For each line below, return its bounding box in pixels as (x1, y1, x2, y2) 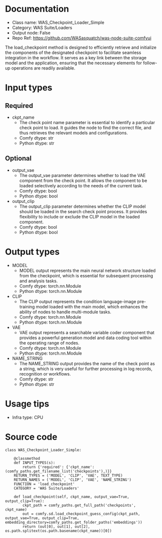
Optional (5, 154, 32, 162)
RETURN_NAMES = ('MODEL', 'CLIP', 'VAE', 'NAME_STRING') (14, 477, 132, 482)
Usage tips (5, 398, 50, 409)
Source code (5, 431, 57, 442)
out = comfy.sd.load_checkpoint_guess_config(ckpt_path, (22, 511, 140, 516)
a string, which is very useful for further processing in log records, (19, 366, 152, 372)
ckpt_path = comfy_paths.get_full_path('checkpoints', (22, 502, 136, 508)
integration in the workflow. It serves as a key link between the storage (5, 54, 147, 60)
